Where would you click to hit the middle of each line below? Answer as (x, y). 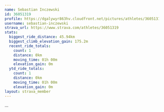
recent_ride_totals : (30, 46)
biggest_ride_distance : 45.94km (42, 37)
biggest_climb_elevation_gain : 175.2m (49, 42)
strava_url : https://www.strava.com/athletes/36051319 (62, 28)
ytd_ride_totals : (27, 69)
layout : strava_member (28, 91)
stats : (11, 32)
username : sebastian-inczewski (36, 23)
